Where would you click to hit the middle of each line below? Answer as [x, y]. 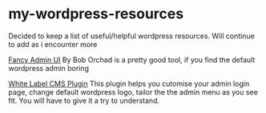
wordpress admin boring [49, 68]
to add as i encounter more [53, 44]
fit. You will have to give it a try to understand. [84, 100]
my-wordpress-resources [96, 14]
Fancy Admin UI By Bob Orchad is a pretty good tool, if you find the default [132, 60]
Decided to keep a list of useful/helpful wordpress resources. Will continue [131, 36]
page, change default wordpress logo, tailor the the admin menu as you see [133, 92]
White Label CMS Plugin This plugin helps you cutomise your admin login [129, 84]
